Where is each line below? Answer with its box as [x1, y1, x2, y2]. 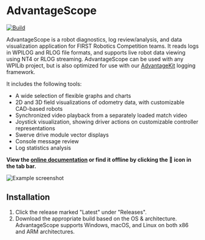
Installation [6, 192, 50, 203]
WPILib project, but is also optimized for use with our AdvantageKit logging [6, 62, 196, 69]
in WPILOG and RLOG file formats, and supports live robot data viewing [6, 48, 185, 56]
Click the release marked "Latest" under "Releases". [15, 208, 147, 216]
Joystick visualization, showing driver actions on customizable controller [15, 118, 199, 126]
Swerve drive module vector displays [15, 131, 109, 138]
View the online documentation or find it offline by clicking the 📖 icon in [6, 156, 192, 163]
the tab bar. [6, 162, 37, 170]
